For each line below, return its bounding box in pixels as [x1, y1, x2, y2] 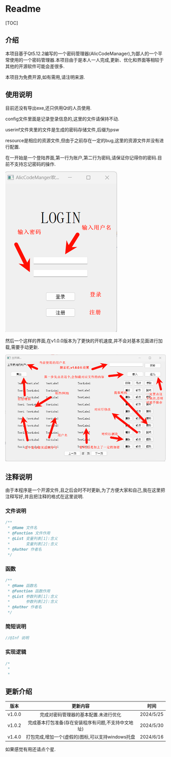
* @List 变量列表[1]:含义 [7, 536, 58, 542]
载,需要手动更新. [5, 344, 40, 350]
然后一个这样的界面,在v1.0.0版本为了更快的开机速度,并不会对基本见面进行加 [5, 337, 163, 344]
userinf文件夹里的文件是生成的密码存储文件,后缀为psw [5, 126, 120, 132]
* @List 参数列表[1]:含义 [7, 594, 58, 599]
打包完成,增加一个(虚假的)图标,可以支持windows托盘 [25, 734, 136, 740]
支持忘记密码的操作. [14, 161, 56, 167]
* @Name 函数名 [7, 583, 38, 588]
